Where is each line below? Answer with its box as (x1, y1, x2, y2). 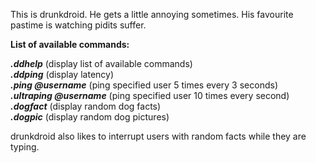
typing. (10, 141, 40, 153)
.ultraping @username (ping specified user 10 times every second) (10, 90, 290, 101)
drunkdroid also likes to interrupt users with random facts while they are (10, 130, 307, 142)
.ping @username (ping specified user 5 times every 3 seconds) (10, 79, 278, 91)
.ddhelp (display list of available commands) (10, 58, 193, 69)
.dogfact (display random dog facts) (10, 100, 162, 112)
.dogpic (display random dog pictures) (10, 111, 170, 123)
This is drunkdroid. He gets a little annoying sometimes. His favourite (10, 9, 294, 20)
